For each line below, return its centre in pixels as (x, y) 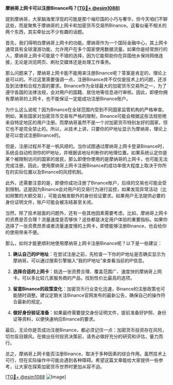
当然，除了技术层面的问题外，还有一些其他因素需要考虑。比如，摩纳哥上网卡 (86, 213)
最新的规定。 (31, 302)
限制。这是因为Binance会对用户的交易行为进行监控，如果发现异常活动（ (86, 189)
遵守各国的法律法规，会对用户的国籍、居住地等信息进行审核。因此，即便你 (84, 92)
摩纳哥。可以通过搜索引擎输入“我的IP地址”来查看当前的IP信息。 (80, 261)
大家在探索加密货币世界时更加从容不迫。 (62, 366)
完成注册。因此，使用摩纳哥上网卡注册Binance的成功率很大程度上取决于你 (84, 166)
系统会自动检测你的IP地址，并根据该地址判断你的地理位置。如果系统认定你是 (86, 153)
